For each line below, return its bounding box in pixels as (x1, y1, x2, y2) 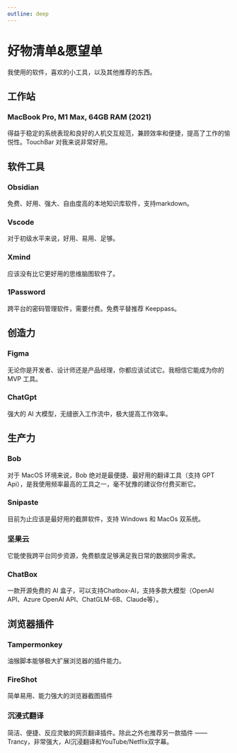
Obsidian (7, 182, 39, 192)
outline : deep (7, 10, 50, 18)
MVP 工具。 (7, 374, 42, 383)
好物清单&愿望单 (7, 43, 103, 59)
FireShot (7, 675, 37, 684)
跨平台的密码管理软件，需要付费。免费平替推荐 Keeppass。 (7, 304, 181, 313)
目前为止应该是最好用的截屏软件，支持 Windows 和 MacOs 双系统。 (7, 514, 205, 523)
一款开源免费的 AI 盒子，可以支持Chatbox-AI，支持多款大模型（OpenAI (7, 586, 214, 595)
